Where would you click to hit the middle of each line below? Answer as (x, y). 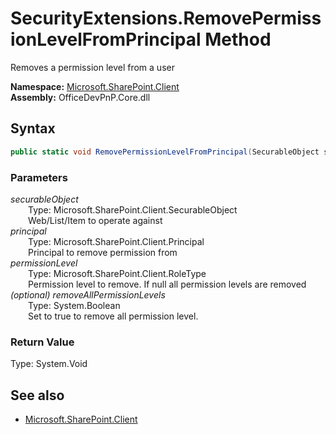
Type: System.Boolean (74, 305)
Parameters (39, 177)
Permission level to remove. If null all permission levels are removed (167, 284)
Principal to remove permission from (103, 252)
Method (238, 39)
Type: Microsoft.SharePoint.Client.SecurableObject (133, 209)
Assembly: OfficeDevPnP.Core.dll (80, 97)
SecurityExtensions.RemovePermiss (166, 18)
